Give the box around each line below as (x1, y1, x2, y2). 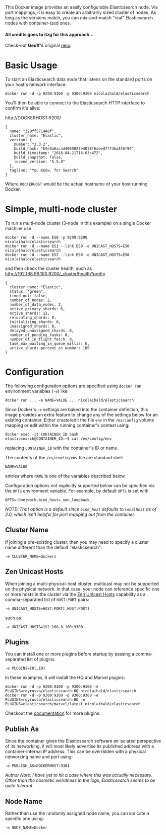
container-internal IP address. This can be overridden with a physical (5, 749, 146, 754)
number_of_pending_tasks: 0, (9, 333, 70, 337)
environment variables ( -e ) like (5, 388, 68, 394)
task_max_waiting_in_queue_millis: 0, (9, 341, 90, 346)
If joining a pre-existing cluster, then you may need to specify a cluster (5, 539, 149, 545)
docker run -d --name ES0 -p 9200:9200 (5, 235, 88, 240)
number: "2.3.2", (14, 142, 50, 147)
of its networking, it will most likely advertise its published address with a (5, 743, 154, 750)
